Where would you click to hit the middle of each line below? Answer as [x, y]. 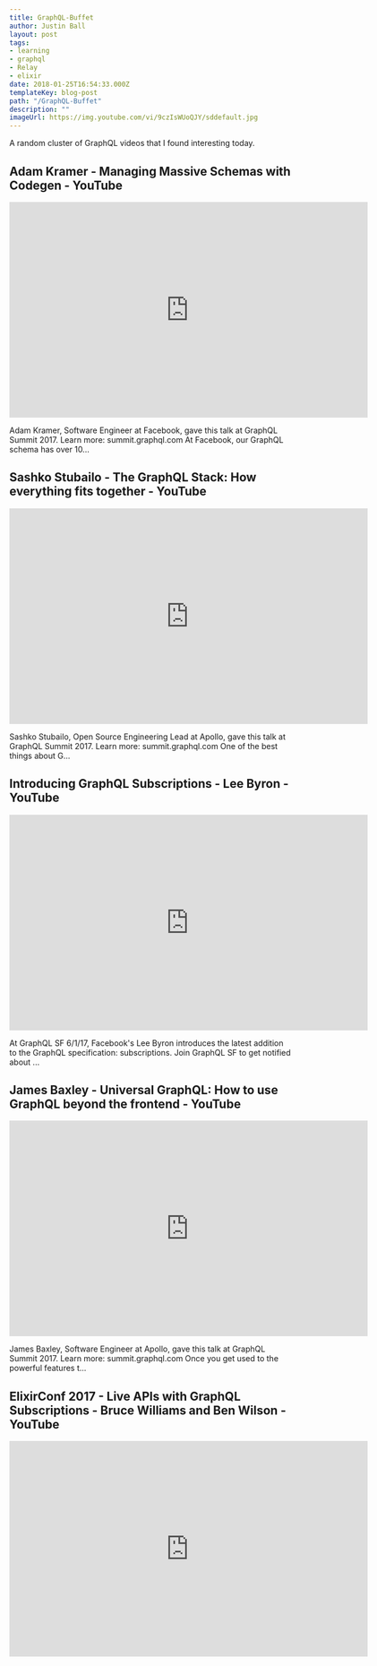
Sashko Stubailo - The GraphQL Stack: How [133, 477]
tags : [19, 43]
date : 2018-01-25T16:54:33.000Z [69, 84]
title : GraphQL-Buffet [51, 17]
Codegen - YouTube [66, 185]
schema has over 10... [49, 449]
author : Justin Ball [48, 26]
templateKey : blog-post [54, 92]
